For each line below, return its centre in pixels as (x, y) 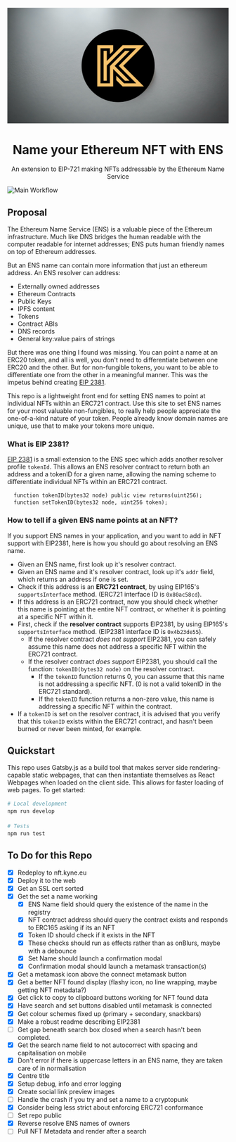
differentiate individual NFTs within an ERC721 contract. (87, 482)
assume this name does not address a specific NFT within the (117, 646)
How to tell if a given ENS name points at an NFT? (93, 520)
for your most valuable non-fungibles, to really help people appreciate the (114, 411)
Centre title (34, 1076)
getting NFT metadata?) (52, 990)
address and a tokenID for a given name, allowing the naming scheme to (112, 474)
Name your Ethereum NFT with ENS (118, 150)
